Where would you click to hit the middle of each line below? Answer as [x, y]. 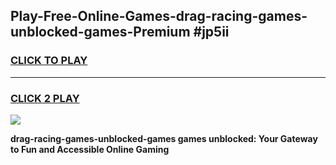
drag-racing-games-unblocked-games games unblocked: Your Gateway [164, 138]
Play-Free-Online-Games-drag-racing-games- [159, 16]
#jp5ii [211, 32]
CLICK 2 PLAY [45, 98]
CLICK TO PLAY [49, 61]
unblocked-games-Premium [100, 32]
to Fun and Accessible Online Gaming [90, 149]
